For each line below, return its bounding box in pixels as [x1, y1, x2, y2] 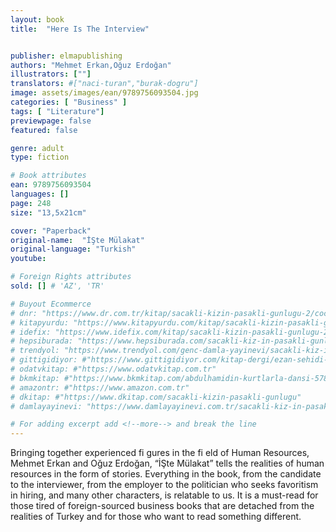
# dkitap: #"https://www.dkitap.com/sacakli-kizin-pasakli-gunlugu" [10, 392, 302, 402]
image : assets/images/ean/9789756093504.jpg [10, 88, 199, 98]
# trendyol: [10, 346, 60, 356]
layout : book [10, 14, 65, 25]
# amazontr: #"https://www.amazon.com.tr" [10, 382, 190, 393]
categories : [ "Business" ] [10, 97, 128, 107]
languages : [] [10, 189, 70, 199]
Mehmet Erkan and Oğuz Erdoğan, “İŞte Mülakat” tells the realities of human [10, 457, 325, 470]
